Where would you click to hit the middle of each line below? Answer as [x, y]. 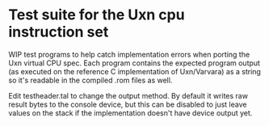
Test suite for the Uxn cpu [97, 15]
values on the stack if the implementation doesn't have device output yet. [130, 113]
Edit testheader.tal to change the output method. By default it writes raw [128, 95]
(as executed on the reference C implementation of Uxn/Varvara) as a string [134, 71]
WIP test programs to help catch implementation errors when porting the [129, 54]
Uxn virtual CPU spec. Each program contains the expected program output [134, 63]
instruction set [59, 32]
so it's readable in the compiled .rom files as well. [90, 80]
